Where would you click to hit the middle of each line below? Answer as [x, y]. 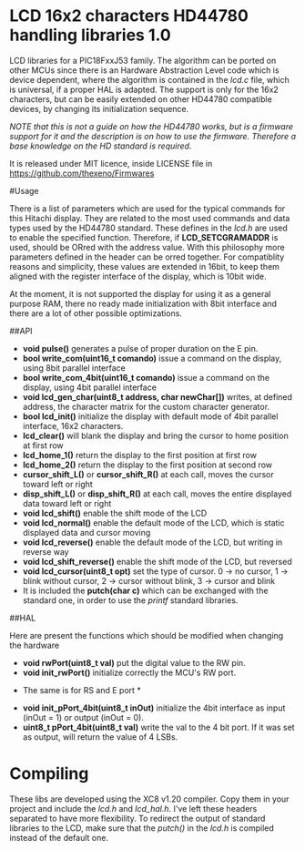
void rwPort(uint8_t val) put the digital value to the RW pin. [134, 662]
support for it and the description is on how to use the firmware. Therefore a [152, 136]
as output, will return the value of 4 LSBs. [100, 737]
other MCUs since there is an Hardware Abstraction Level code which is [144, 70]
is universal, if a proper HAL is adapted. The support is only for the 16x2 [144, 89]
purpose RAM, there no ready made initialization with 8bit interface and [143, 303]
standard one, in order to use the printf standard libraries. [130, 600]
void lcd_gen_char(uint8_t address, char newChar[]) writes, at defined [158, 396]
